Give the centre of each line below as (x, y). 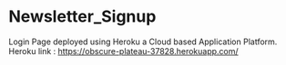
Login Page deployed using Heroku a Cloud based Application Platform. (143, 42)
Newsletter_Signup (82, 17)
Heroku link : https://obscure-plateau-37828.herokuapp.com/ (123, 51)
